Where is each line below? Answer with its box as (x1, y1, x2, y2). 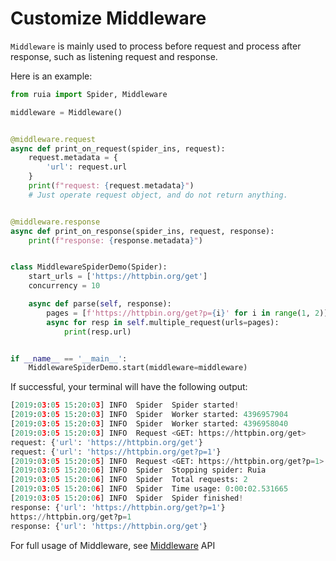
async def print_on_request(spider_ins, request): (10, 143, 226, 154)
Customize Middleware (10, 7, 207, 30)
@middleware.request (10, 134, 97, 144)
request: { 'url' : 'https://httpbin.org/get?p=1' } (10, 447, 222, 457)
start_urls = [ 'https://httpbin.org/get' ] (28, 272, 208, 282)
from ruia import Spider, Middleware (10, 89, 168, 99)
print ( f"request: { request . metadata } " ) (28, 181, 195, 191)
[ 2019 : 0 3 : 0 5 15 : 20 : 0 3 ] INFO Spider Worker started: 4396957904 (10, 410, 289, 420)
